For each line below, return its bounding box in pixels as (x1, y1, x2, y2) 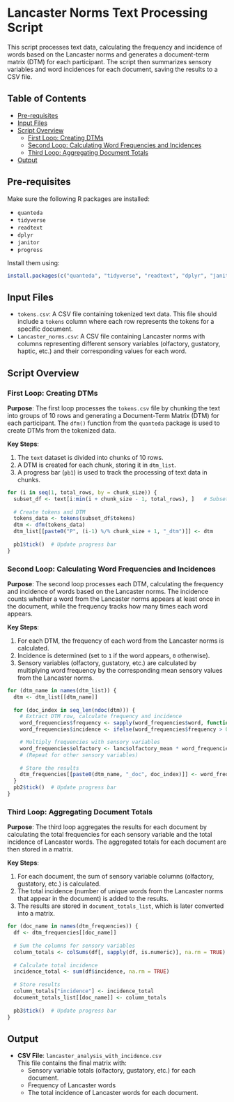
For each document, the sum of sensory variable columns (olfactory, (17, 872, 214, 881)
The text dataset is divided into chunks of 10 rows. (17, 453, 164, 461)
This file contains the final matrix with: (17, 1059, 127, 1067)
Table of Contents (7, 93, 87, 105)
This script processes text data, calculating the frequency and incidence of (7, 43, 223, 51)
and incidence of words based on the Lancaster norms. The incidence (7, 587, 209, 595)
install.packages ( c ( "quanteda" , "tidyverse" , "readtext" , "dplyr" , (7, 272, 208, 279)
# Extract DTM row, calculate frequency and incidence (19, 713, 182, 720)
